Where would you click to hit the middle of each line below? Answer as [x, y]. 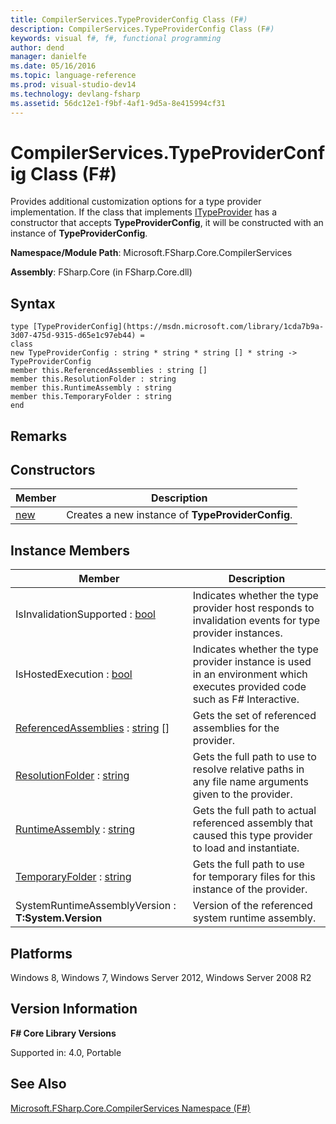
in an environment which [250, 674]
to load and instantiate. [246, 848]
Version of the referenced [252, 906]
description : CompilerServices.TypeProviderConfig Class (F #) [142, 29]
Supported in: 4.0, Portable [66, 1052]
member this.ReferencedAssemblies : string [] [109, 371]
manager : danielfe [48, 57]
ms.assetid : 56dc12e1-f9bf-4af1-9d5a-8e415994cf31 [118, 103]
